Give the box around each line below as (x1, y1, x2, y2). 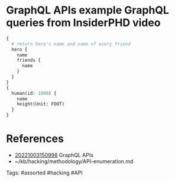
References (6, 132, 64, 145)
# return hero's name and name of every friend (11, 41, 131, 47)
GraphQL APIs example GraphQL (6, 4, 170, 17)
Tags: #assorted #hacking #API (6, 169, 83, 176)
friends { (17, 57, 41, 64)
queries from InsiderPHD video (6, 16, 161, 29)
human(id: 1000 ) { (11, 90, 57, 96)
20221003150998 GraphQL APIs (14, 151, 93, 158)
